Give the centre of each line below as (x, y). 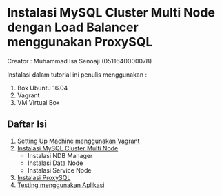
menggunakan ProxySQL (80, 42)
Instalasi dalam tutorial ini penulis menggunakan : (77, 75)
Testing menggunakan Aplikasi (61, 185)
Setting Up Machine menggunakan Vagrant (78, 141)
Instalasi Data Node (55, 163)
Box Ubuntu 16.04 (42, 88)
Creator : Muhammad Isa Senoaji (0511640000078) (80, 61)
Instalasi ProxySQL (44, 177)
